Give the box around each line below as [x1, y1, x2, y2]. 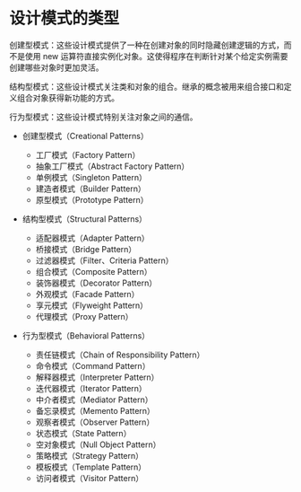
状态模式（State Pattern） [35, 427, 132, 438]
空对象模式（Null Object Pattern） [35, 439, 161, 450]
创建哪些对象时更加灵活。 [9, 62, 104, 73]
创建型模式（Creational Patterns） [21, 130, 150, 141]
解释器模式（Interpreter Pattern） [35, 372, 159, 382]
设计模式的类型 [9, 8, 120, 29]
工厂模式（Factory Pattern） [35, 149, 141, 160]
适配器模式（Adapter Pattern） [35, 233, 150, 243]
